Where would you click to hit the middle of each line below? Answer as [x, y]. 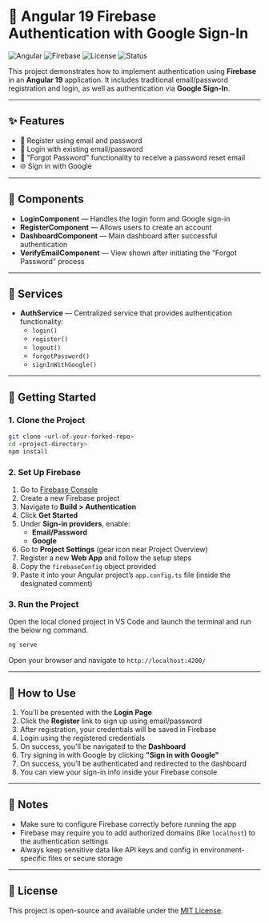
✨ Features [36, 121]
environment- [223, 849]
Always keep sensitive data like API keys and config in [109, 849]
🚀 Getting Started [52, 397]
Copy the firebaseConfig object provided [88, 566]
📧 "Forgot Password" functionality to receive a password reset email [132, 157]
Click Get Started [49, 515]
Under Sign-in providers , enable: [75, 523]
